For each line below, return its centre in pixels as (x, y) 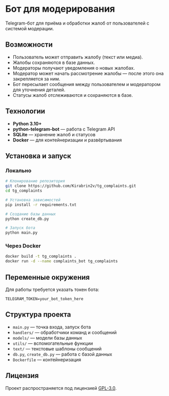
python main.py (22, 233)
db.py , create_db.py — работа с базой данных (62, 354)
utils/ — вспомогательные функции (53, 343)
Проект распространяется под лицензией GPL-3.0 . (61, 388)
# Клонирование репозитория (35, 181)
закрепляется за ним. (36, 79)
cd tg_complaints (24, 191)
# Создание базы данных (31, 214)
